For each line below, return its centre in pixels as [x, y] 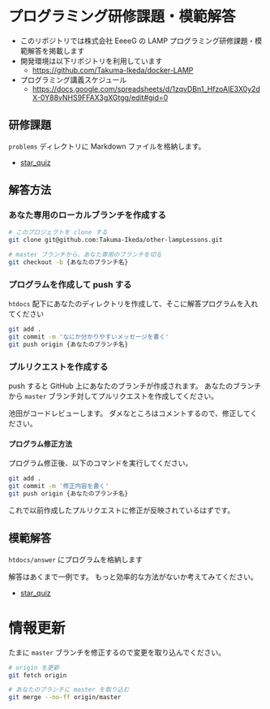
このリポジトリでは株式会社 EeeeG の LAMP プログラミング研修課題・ [137, 41]
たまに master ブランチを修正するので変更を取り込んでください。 [117, 652]
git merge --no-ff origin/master [65, 698]
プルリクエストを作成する [58, 366]
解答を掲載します [56, 50]
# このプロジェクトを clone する [58, 232]
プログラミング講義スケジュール [73, 80]
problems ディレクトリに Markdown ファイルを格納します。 [107, 146]
